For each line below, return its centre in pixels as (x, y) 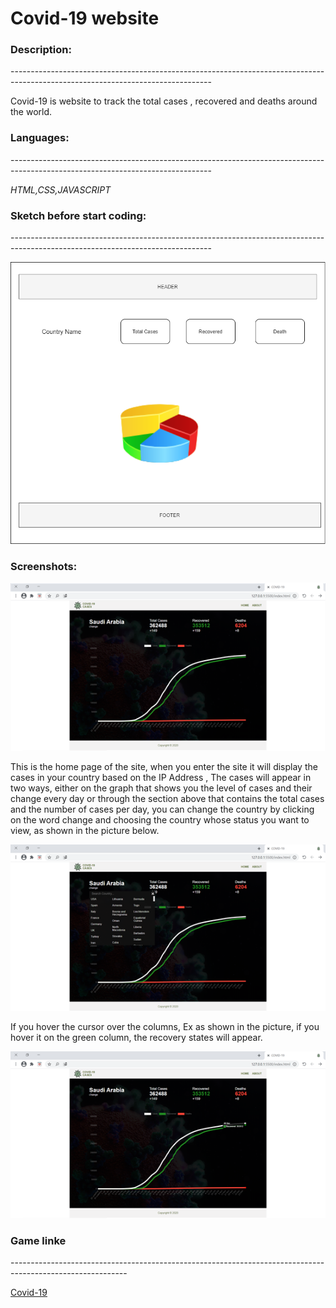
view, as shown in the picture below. (85, 830)
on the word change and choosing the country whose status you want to (160, 819)
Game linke (38, 1240)
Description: (41, 50)
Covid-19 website (85, 18)
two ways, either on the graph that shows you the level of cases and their (161, 788)
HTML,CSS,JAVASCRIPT (61, 189)
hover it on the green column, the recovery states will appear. (136, 1037)
